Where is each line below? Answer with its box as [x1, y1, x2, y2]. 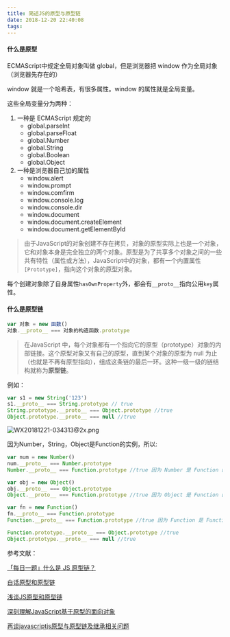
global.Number [27, 136, 70, 144]
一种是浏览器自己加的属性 [16, 166, 90, 174]
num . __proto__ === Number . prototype [7, 460, 112, 467]
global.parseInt [27, 121, 70, 130]
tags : [7, 23, 23, 30]
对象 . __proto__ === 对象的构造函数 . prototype [7, 327, 130, 334]
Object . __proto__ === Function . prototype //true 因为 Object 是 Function [7, 491, 219, 498]
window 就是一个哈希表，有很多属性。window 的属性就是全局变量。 [7, 84, 199, 93]
